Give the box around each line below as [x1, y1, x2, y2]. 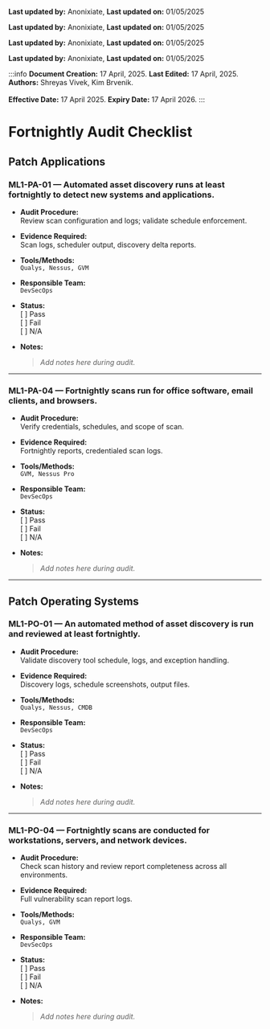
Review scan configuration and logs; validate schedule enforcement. [19, 215, 247, 225]
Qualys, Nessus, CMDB [19, 703, 92, 711]
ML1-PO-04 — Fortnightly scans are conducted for [8, 824, 211, 835]
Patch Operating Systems [8, 594, 139, 608]
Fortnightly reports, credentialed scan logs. [19, 446, 163, 456]
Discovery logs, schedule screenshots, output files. [19, 679, 190, 689]
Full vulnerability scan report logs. [19, 894, 133, 904]
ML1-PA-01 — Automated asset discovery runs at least [8, 178, 225, 190]
